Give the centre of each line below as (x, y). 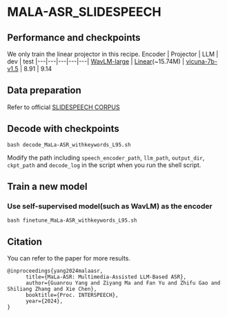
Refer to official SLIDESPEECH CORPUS (63, 107)
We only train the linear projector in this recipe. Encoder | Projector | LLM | (113, 54)
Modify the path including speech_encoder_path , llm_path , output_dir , (106, 157)
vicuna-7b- (202, 61)
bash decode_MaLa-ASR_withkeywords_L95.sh (69, 145)
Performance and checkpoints (74, 38)
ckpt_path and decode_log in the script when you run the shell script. (104, 165)
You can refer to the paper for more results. (69, 258)
